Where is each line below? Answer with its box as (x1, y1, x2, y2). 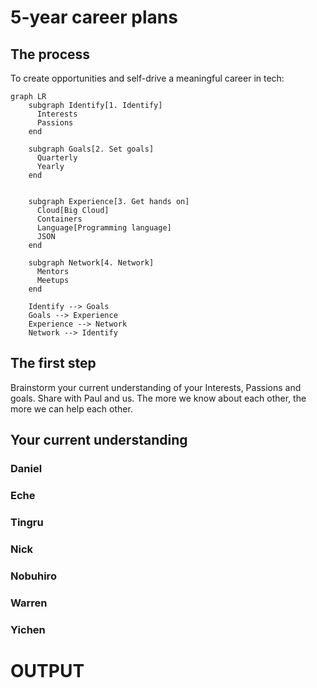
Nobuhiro (10, 569, 57, 583)
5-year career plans (10, 6, 178, 29)
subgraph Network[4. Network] (28, 258, 155, 268)
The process (10, 46, 91, 63)
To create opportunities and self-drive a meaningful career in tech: (10, 72, 285, 84)
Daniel (10, 462, 43, 476)
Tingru (10, 515, 44, 529)
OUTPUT (10, 659, 85, 682)
